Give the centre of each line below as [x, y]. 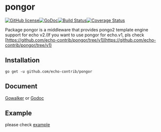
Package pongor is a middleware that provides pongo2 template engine [77, 29]
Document [21, 86]
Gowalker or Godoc [25, 98]
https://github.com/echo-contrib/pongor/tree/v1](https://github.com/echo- [81, 40]
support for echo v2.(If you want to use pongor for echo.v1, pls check [75, 35]
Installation [22, 60]
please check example [27, 125]
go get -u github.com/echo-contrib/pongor [49, 72]
